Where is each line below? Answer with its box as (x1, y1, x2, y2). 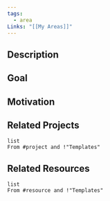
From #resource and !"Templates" (7, 187, 104, 194)
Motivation (7, 96, 55, 107)
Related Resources (7, 162, 90, 174)
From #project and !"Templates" (7, 143, 100, 151)
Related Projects (7, 119, 80, 131)
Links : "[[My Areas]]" (7, 23, 73, 30)
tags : (7, 10, 23, 17)
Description (7, 49, 59, 60)
